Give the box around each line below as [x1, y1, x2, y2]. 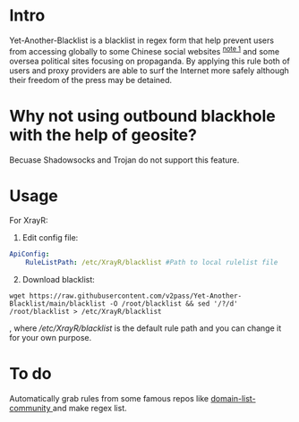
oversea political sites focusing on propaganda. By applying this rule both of [9, 55, 291, 66]
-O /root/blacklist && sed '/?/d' [108, 300, 239, 308]
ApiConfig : [9, 249, 50, 259]
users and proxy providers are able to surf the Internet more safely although [9, 64, 289, 76]
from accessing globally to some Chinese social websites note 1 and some [9, 44, 280, 56]
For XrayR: [9, 215, 48, 226]
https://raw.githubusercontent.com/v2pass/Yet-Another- [29, 291, 243, 300]
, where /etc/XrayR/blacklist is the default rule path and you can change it [9, 323, 282, 333]
